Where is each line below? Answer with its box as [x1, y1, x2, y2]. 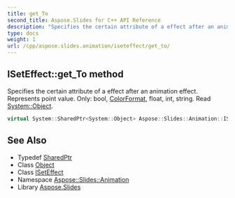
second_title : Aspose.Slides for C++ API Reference [7, 17, 161, 24]
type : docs [7, 29, 39, 37]
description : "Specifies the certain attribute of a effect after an [7, 23, 215, 30]
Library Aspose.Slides [17, 183, 81, 191]
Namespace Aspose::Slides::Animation [17, 175, 129, 183]
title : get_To [7, 10, 49, 17]
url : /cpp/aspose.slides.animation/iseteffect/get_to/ [7, 43, 171, 49]
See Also [7, 135, 47, 146]
